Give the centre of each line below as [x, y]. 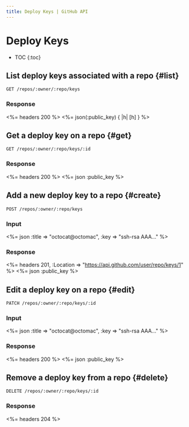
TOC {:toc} [28, 57]
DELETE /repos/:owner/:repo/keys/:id [52, 391]
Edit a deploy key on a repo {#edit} [71, 290]
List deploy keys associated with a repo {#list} [93, 75]
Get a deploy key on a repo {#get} [69, 136]
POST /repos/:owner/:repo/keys [44, 209]
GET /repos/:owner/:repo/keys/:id [49, 149]
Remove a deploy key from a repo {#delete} [87, 378]
